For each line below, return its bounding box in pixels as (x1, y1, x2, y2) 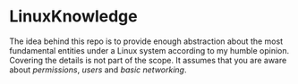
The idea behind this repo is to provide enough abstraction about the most (9, 36, 284, 46)
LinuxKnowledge (9, 6, 138, 27)
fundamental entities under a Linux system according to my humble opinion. (9, 45, 290, 55)
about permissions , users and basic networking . (9, 64, 187, 75)
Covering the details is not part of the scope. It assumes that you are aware (9, 55, 287, 65)
